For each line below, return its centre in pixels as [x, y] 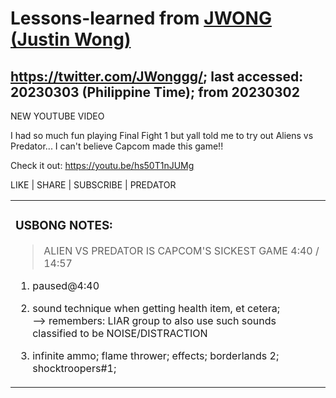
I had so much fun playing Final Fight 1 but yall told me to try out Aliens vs [162, 135]
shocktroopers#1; [74, 368]
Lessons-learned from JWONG [141, 18]
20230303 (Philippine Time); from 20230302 [155, 92]
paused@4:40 [66, 285]
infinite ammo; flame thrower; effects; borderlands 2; [156, 355]
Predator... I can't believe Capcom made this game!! [117, 146]
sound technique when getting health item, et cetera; [156, 308]
